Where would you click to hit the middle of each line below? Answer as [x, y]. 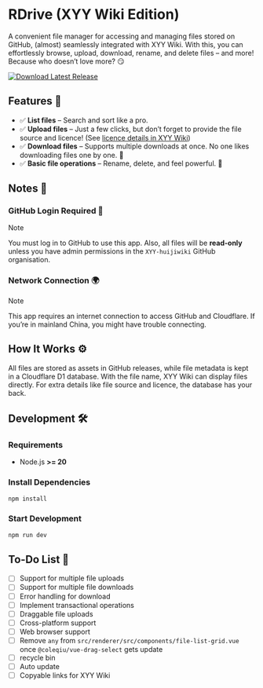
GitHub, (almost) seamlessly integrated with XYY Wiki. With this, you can [126, 44]
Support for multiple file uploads [71, 578]
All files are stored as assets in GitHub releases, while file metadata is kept [128, 368]
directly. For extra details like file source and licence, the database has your [130, 384]
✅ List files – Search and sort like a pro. [84, 120]
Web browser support [55, 631]
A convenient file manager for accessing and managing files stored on [122, 36]
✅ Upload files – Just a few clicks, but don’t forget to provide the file [130, 129]
